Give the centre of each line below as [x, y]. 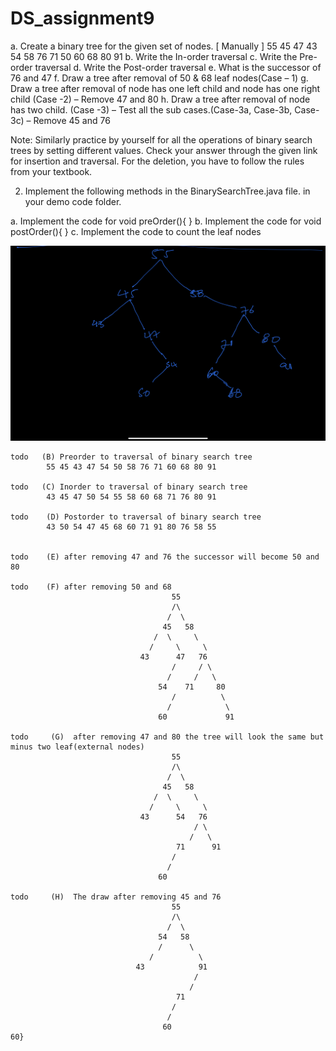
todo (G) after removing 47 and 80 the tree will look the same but [167, 737]
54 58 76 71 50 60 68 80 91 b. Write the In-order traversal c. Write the [154, 56]
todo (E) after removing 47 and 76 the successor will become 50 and [165, 557]
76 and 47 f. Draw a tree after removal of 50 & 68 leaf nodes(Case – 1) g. [159, 78]
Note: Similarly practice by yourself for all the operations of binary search [161, 139]
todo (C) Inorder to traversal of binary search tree [129, 487]
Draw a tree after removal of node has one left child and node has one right [165, 88]
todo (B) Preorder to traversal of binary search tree [131, 457]
